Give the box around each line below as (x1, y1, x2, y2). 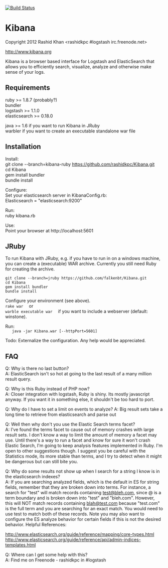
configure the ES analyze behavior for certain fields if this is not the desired (5, 516, 161, 522)
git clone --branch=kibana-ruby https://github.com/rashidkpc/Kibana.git (5, 161, 155, 167)
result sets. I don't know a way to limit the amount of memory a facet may (5, 432, 157, 438)
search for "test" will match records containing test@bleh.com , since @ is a (5, 490, 161, 496)
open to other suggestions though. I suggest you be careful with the (5, 448, 146, 454)
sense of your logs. (5, 69, 45, 75)
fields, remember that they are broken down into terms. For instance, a (5, 484, 151, 490)
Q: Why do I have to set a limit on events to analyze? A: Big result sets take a (5, 406, 163, 412)
